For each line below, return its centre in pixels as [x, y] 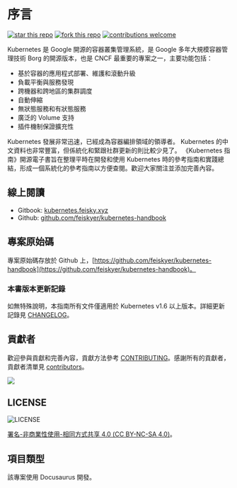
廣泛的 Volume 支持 [46, 117]
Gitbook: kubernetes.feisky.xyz [63, 210]
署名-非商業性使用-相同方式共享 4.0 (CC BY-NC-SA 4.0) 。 [92, 434]
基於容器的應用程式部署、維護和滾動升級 [76, 73]
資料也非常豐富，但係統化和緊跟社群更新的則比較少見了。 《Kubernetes [118, 150]
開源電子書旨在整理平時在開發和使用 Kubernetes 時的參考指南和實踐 [118, 159]
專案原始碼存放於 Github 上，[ [51, 260]
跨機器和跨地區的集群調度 [55, 91]
